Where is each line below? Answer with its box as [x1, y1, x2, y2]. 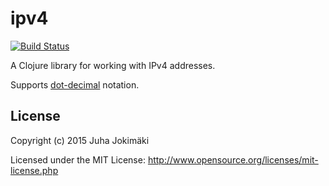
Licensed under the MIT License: [10, 153, 146, 166]
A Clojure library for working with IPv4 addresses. [10, 59, 216, 71]
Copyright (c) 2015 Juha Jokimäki [10, 134, 150, 146]
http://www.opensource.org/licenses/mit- [147, 153, 319, 166]
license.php [10, 164, 59, 176]
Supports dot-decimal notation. [10, 78, 140, 91]
